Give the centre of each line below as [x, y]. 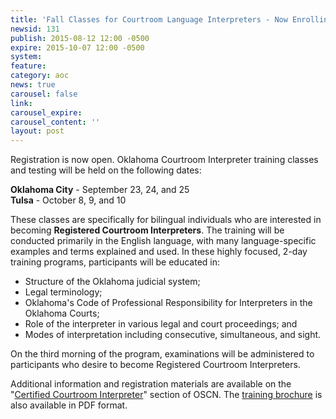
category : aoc [40, 76]
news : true [33, 85]
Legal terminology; [63, 292]
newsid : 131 [35, 29]
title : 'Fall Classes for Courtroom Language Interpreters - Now [149, 19]
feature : [28, 66]
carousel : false [44, 94]
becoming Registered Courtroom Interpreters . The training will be [147, 230]
